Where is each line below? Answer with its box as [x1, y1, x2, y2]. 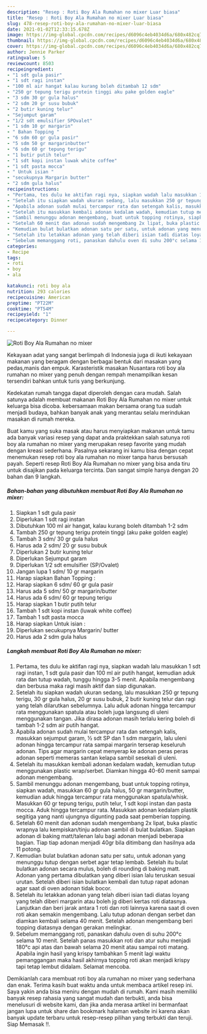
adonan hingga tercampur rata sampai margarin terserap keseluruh [15, 741, 186, 748]
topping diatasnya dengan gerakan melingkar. [15, 923, 132, 931]
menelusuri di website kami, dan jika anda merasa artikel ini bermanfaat [7, 1001, 188, 1008]
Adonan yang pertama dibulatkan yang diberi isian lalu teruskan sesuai [15, 871, 195, 879]
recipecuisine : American [7, 294, 71, 300]
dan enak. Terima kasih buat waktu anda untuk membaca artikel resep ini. [7, 981, 193, 989]
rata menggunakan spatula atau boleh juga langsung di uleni [15, 708, 169, 716]
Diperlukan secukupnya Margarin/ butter [15, 626, 119, 633]
